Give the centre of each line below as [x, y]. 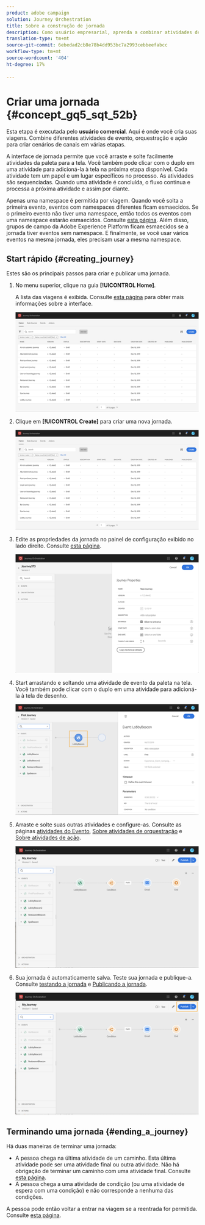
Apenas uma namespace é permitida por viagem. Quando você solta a [95, 201]
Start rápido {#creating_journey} [70, 258]
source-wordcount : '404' [38, 58]
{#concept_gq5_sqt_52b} [72, 114]
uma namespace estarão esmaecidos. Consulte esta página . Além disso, [98, 220]
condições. [29, 1197]
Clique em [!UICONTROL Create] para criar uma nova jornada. [94, 421]
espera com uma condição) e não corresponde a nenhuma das [94, 1190]
